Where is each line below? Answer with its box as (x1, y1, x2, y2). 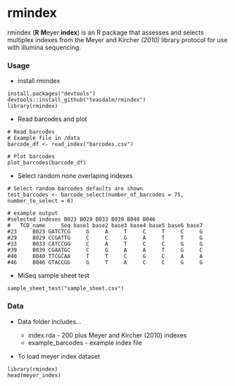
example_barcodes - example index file (27, 338, 143, 347)
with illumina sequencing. (7, 43, 81, 51)
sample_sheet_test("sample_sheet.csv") (7, 285, 125, 292)
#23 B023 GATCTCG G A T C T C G (7, 229, 203, 236)
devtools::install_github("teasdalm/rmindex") (7, 96, 146, 103)
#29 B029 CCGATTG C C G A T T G (7, 234, 203, 242)
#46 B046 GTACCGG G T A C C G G (7, 259, 203, 266)
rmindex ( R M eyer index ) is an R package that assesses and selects (7, 28, 204, 37)
